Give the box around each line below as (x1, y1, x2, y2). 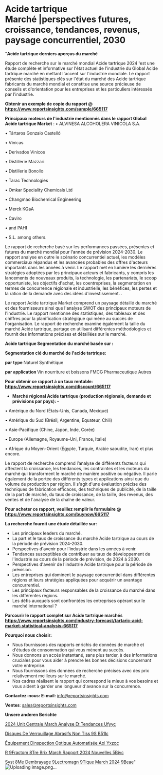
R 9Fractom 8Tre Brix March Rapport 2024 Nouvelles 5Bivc (5, 749, 124, 755)
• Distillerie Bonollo (5, 168, 44, 174)
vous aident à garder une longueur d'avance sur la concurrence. (12, 683, 142, 689)
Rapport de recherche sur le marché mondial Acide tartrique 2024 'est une (5, 60, 155, 66)
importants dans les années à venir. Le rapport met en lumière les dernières (5, 264, 157, 270)
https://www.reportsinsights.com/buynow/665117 (5, 511, 109, 517)
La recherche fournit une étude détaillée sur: (5, 520, 97, 526)
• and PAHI (5, 225, 28, 231)
